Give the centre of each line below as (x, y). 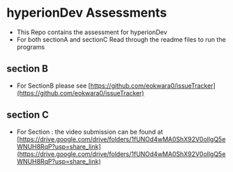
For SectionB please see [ (54, 86)
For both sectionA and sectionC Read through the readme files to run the (121, 39)
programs (31, 47)
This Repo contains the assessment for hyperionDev (92, 32)
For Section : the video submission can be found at (90, 132)
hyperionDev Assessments (87, 13)
